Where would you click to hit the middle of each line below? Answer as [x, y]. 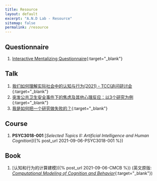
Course [16, 124]
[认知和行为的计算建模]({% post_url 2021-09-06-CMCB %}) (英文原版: [82, 168]
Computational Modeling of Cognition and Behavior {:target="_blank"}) [82, 173]
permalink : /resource [27, 28]
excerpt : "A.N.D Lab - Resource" [39, 18]
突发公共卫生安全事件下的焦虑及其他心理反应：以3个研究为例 [73, 97]
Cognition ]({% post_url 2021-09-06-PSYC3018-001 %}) [68, 140]
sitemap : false [20, 23]
